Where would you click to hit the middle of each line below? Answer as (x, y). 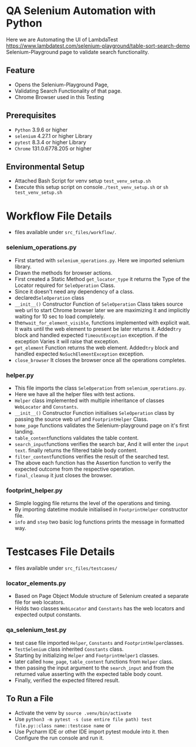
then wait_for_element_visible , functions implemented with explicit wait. (102, 322)
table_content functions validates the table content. (77, 438)
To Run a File (30, 699)
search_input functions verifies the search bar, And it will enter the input (102, 444)
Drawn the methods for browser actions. (63, 273)
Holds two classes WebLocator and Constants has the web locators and (99, 609)
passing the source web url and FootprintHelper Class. (81, 419)
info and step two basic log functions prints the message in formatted (99, 522)
